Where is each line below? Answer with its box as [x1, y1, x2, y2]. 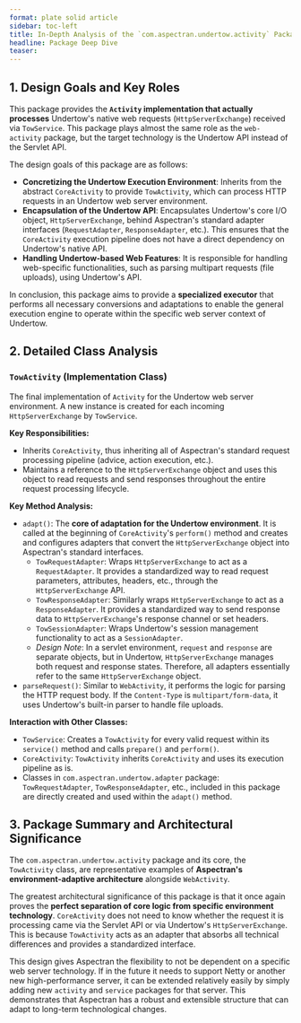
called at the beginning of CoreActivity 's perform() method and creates [21, 527, 288, 538]
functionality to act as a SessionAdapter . [35, 632, 184, 643]
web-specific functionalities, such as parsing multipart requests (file [21, 262, 275, 273]
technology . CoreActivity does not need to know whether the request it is [9, 910, 284, 921]
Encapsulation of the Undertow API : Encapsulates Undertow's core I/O [21, 205, 288, 215]
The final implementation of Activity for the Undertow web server [9, 391, 254, 402]
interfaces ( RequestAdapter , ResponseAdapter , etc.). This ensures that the [21, 223, 289, 234]
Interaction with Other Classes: [9, 716, 128, 727]
